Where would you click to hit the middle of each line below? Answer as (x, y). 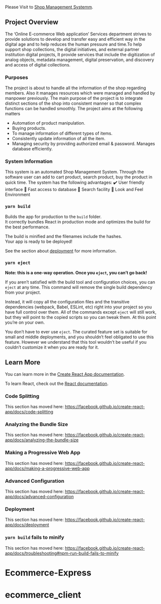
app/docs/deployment (27, 525)
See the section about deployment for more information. (61, 251)
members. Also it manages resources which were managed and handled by (80, 93)
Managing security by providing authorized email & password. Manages (84, 144)
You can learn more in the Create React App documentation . (65, 374)
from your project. (23, 292)
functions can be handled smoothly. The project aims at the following (74, 109)
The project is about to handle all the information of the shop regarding (76, 88)
